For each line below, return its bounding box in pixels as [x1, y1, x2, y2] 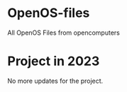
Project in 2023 [7, 53, 100, 69]
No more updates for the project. [7, 76, 104, 85]
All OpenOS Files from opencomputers [7, 28, 121, 37]
